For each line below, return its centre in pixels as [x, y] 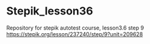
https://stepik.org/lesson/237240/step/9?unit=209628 [75, 34]
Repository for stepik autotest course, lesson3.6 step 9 [75, 28]
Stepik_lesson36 [50, 11]
